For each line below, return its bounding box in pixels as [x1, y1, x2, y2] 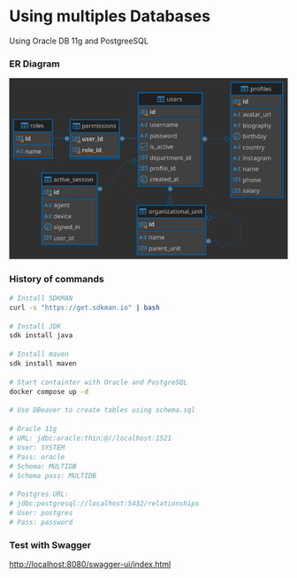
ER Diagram [9, 58, 60, 70]
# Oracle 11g [9, 425, 57, 434]
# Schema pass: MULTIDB [9, 471, 97, 480]
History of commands [9, 273, 104, 285]
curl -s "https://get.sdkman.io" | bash [9, 303, 161, 312]
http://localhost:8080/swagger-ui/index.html [9, 559, 171, 570]
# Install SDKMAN [9, 294, 73, 303]
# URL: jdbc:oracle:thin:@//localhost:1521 [9, 434, 172, 443]
